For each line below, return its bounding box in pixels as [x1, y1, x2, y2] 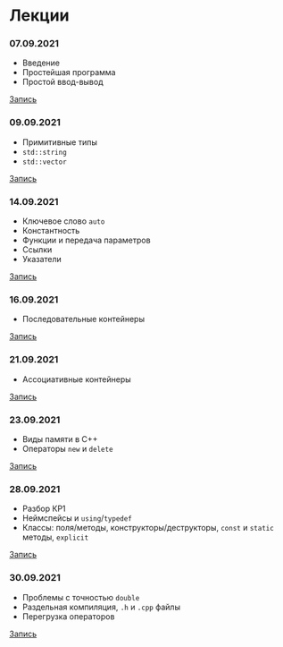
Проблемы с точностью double [21, 592, 140, 602]
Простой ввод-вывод [21, 77, 104, 88]
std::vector [21, 157, 67, 166]
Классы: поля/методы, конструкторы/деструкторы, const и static [21, 523, 274, 533]
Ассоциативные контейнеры [21, 373, 131, 385]
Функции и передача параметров [21, 234, 151, 246]
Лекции [9, 5, 70, 26]
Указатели [21, 254, 62, 265]
